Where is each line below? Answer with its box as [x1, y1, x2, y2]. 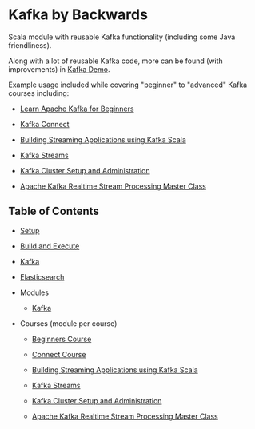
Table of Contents [8, 205, 100, 218]
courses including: [8, 88, 70, 97]
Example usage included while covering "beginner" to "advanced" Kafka [8, 80, 248, 89]
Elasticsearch [19, 272, 65, 281]
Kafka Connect [19, 119, 70, 129]
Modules [19, 288, 50, 297]
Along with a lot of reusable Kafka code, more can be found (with [8, 56, 224, 66]
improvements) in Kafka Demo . [8, 64, 110, 73]
